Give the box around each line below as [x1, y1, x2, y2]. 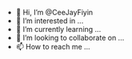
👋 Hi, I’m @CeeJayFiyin [15, 8, 94, 17]
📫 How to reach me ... [15, 42, 90, 51]
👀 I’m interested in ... [15, 16, 84, 26]
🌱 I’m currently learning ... [15, 25, 102, 33]
